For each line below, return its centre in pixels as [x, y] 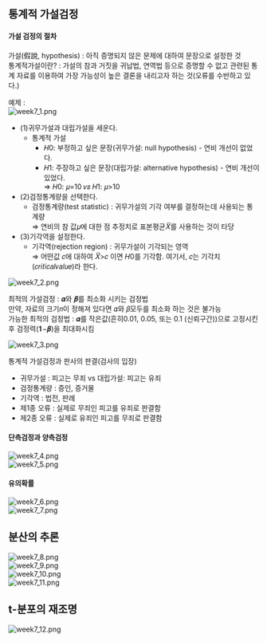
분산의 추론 [34, 537]
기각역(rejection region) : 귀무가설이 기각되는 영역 [110, 246]
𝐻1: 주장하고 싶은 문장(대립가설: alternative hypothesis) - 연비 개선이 [151, 167]
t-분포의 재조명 [43, 610]
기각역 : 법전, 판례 [47, 398]
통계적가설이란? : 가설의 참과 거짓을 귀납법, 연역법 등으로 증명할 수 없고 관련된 [129, 65]
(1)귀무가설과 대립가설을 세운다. [69, 128]
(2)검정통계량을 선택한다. [59, 196]
